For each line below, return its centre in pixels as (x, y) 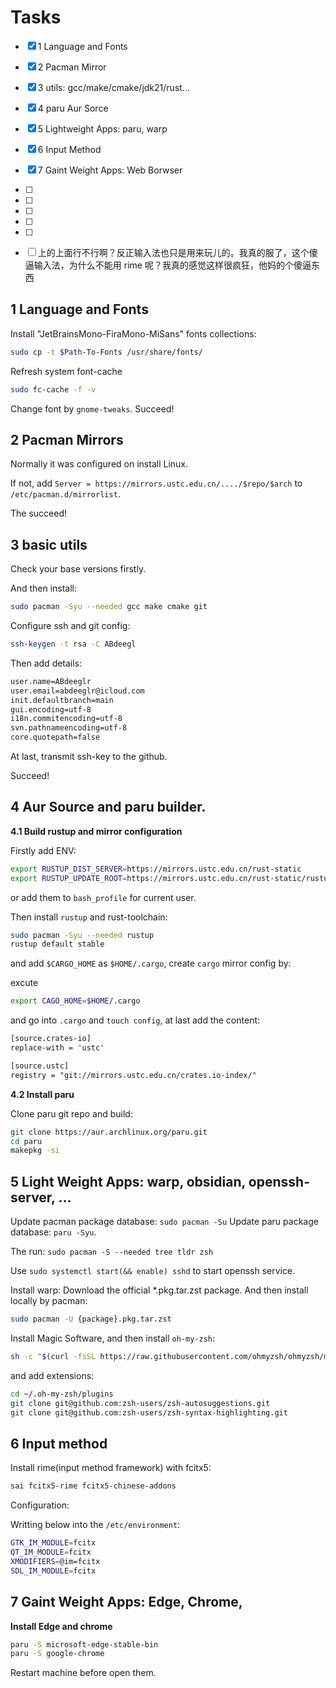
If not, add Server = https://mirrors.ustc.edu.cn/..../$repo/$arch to (156, 483)
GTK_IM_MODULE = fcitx (53, 1543)
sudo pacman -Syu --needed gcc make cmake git (109, 607)
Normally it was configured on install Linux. (99, 464)
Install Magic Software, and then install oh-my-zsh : (113, 1338)
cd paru (26, 1141)
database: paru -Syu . (53, 1232)
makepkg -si (35, 1151)
